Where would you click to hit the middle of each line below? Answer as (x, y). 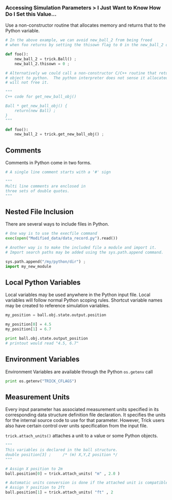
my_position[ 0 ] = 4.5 (28, 325)
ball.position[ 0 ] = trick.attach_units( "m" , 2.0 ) (63, 474)
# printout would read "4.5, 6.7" (42, 343)
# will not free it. (27, 83)
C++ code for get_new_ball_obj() (41, 97)
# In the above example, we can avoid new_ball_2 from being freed (79, 40)
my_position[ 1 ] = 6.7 (28, 329)
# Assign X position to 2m (34, 469)
